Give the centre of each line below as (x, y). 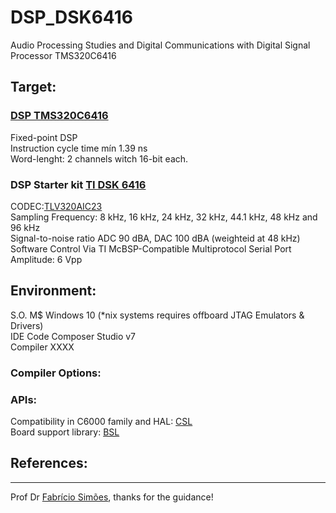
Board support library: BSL (65, 432)
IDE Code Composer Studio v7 (73, 336)
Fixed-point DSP (44, 137)
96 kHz (25, 227)
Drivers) (27, 325)
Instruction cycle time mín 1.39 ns (79, 148)
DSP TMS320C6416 (59, 116)
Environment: (53, 291)
